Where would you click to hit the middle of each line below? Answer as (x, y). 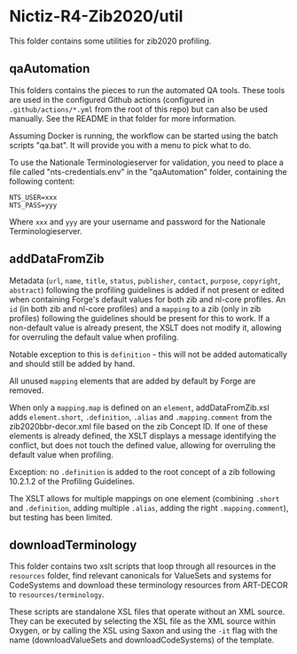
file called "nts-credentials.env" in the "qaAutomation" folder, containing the (148, 171)
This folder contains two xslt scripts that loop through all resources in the (143, 566)
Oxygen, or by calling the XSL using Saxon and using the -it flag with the (143, 631)
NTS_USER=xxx (33, 197)
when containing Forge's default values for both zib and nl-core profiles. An (148, 299)
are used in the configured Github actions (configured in (112, 99)
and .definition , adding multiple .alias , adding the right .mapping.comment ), (149, 508)
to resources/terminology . (57, 595)
